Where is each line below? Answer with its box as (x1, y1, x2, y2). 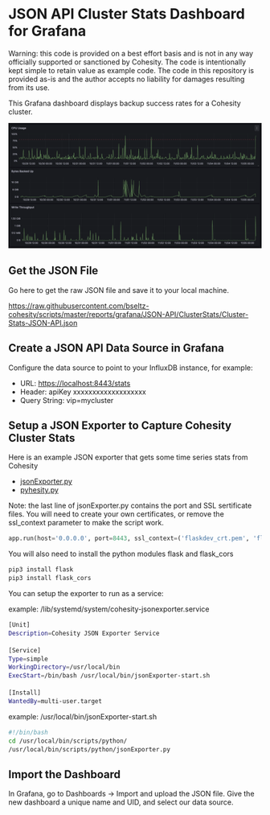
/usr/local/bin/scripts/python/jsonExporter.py (8, 745, 171, 753)
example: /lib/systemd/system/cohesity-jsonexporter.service (8, 604, 210, 614)
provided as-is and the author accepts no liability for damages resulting (8, 74, 245, 84)
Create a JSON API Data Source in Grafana (8, 341, 225, 355)
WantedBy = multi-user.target (8, 697, 103, 705)
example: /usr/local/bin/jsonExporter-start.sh (8, 711, 157, 721)
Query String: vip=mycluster (19, 395, 114, 405)
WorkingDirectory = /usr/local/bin (8, 663, 121, 672)
